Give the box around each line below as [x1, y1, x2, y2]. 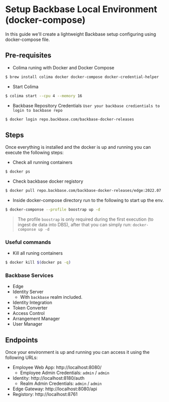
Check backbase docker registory [12, 178, 83, 184]
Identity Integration [12, 300, 52, 306]
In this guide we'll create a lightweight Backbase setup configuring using [5, 31, 156, 37]
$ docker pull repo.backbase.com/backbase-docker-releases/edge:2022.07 [5, 188, 161, 193]
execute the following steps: [5, 149, 64, 155]
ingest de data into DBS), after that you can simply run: [17, 221, 132, 227]
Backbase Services [5, 272, 54, 279]
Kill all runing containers [12, 250, 63, 256]
